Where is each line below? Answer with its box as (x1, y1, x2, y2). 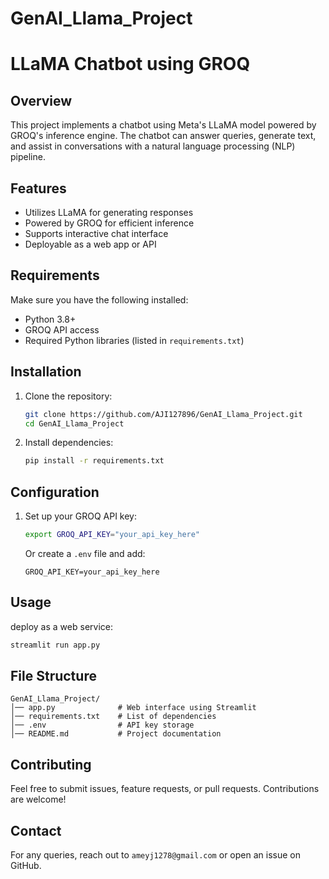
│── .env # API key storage (10, 720, 195, 731)
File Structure (10, 668, 97, 685)
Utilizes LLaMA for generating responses (24, 207, 194, 218)
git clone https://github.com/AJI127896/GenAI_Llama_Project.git (24, 409, 303, 419)
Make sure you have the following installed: (10, 293, 189, 306)
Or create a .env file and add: (24, 547, 146, 559)
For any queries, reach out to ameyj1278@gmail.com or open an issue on (10, 849, 301, 861)
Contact (10, 822, 62, 839)
